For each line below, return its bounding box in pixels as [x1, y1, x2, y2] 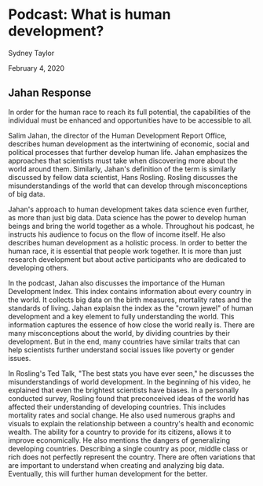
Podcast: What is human [8, 6, 171, 24]
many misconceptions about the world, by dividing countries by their [8, 328, 230, 337]
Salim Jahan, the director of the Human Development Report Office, [8, 131, 228, 140]
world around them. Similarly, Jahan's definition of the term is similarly [8, 164, 236, 174]
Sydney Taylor [8, 48, 55, 57]
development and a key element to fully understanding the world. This [8, 311, 235, 321]
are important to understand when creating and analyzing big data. [8, 460, 225, 469]
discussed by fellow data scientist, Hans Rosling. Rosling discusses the [8, 172, 238, 182]
